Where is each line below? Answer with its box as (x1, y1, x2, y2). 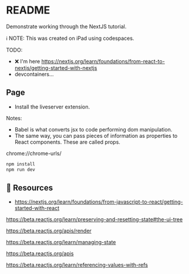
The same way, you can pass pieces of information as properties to (14, 132, 178, 139)
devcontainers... (14, 70, 54, 77)
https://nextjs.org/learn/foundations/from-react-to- (41, 57, 166, 65)
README (6, 4, 50, 17)
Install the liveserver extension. (14, 103, 90, 110)
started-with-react (14, 205, 60, 212)
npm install (6, 161, 35, 167)
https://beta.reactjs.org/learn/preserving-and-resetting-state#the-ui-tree (6, 216, 183, 223)
